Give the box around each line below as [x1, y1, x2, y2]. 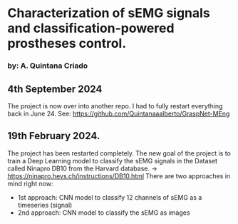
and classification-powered [7, 20, 175, 36]
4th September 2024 [7, 83, 103, 95]
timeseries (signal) [17, 200, 73, 209]
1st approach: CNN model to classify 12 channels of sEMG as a [17, 193, 202, 201]
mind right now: [7, 179, 53, 188]
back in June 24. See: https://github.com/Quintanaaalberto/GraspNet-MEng [7, 109, 230, 118]
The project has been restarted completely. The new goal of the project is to [7, 148, 232, 158]
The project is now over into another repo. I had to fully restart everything [7, 101, 223, 110]
